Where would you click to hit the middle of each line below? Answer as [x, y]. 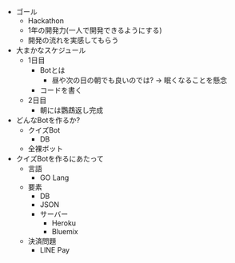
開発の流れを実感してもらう [73, 40]
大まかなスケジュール [51, 50]
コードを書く [61, 90]
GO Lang [54, 177]
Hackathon [46, 21]
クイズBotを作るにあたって [60, 159]
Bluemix [65, 231]
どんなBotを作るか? [48, 120]
